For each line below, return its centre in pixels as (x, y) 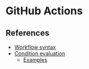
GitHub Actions (44, 11)
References (27, 33)
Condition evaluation (39, 54)
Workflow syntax (35, 47)
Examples (35, 60)
